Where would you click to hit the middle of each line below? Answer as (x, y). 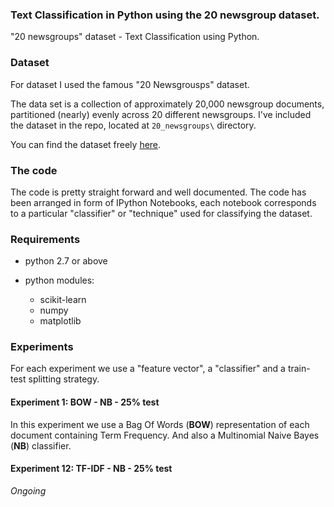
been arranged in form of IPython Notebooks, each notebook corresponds (163, 202)
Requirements (45, 239)
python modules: (59, 280)
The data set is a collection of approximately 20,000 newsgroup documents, (167, 104)
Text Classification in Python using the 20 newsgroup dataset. (165, 15)
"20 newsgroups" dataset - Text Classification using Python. (135, 37)
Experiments (42, 347)
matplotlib (60, 321)
